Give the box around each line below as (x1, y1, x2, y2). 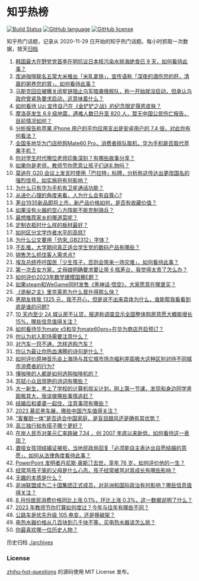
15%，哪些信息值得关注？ (15, 318, 78, 325)
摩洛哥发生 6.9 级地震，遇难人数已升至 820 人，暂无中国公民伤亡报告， (15, 109, 190, 117)
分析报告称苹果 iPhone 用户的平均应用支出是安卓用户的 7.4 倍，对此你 (15, 124, 186, 131)
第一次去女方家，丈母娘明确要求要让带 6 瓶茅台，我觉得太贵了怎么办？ (15, 266, 188, 273)
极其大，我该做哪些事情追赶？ (20, 392, 94, 399)
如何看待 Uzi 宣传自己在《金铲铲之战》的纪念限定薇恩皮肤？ (15, 102, 162, 109)
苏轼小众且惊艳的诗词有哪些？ (15, 377, 88, 384)
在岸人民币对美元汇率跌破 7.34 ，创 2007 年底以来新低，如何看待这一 (15, 429, 184, 436)
